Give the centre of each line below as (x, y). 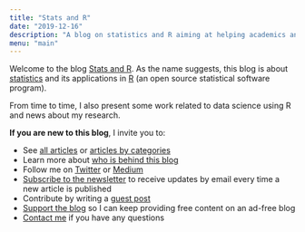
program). (28, 88)
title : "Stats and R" (50, 18)
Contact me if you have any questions (93, 217)
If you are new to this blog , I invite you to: (88, 133)
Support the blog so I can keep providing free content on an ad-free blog (159, 208)
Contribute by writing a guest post (87, 198)
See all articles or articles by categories (96, 150)
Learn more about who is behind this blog (100, 160)
